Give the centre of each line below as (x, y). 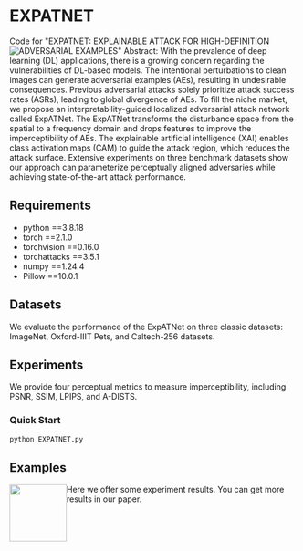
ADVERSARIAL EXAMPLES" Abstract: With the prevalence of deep (143, 50)
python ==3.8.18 (53, 227)
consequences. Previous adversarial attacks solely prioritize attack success (152, 89)
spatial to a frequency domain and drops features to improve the (131, 128)
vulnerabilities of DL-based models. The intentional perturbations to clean (148, 70)
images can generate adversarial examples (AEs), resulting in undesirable (148, 79)
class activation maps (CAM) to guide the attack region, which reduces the (150, 148)
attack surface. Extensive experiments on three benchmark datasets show (149, 157)
